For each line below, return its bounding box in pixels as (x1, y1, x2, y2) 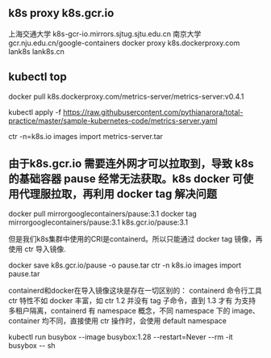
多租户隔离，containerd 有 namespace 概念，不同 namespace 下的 (8, 306, 231, 316)
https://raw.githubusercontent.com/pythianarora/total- (63, 107, 244, 116)
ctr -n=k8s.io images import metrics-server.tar (8, 131, 164, 141)
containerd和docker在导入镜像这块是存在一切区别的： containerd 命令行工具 (8, 286, 262, 296)
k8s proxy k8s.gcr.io (8, 6, 115, 20)
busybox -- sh (8, 341, 56, 351)
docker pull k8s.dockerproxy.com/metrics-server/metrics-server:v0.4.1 (8, 91, 244, 101)
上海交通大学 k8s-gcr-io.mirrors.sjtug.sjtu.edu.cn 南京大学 (8, 28, 202, 39)
